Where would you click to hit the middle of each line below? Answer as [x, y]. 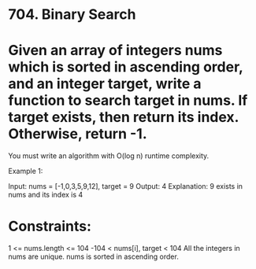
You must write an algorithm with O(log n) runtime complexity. [109, 156]
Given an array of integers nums [115, 51]
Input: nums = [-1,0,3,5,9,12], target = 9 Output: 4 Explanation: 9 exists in [125, 186]
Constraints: [50, 227]
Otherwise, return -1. [78, 134]
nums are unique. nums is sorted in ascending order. [93, 256]
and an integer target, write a [105, 84]
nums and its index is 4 [46, 195]
